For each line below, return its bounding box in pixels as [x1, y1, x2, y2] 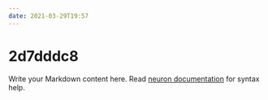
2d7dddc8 [8, 46, 79, 65]
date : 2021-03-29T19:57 [8, 11, 89, 20]
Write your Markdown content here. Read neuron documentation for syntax [8, 74, 260, 84]
